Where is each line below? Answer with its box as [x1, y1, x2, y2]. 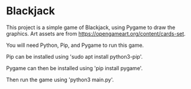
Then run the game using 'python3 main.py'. [6, 76, 114, 83]
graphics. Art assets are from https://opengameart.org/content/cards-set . [6, 30, 186, 37]
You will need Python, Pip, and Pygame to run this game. [6, 42, 144, 49]
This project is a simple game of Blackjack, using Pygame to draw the [6, 24, 176, 31]
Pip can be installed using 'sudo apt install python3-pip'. [6, 53, 143, 60]
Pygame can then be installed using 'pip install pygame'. [6, 64, 143, 72]
